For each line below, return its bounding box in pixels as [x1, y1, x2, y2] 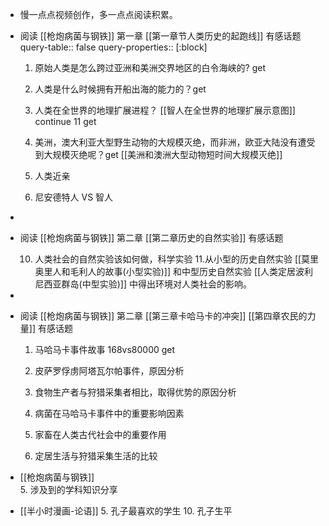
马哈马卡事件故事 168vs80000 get [34, 344, 176, 355]
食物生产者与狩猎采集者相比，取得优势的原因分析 [34, 386, 237, 398]
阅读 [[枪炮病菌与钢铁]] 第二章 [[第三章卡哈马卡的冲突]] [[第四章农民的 [19, 310, 308, 322]
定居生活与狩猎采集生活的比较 [34, 450, 158, 462]
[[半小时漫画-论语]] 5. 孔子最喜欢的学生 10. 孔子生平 [19, 505, 233, 517]
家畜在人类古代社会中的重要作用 [34, 429, 167, 440]
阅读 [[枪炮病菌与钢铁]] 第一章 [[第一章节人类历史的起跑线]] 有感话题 [19, 30, 302, 42]
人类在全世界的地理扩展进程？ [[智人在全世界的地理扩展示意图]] [34, 104, 296, 116]
